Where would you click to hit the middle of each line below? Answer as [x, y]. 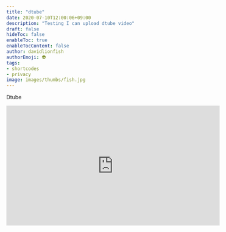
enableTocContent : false [38, 46]
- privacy [19, 74]
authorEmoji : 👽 [26, 57]
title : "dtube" [26, 12]
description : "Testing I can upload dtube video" [71, 23]
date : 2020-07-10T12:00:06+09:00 [49, 18]
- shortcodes [23, 69]
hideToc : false [26, 35]
